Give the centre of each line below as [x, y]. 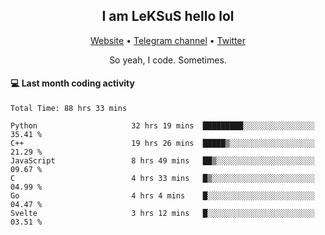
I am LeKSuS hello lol [168, 16]
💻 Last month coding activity [72, 83]
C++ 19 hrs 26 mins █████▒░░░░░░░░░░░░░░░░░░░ [162, 144]
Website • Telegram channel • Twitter [168, 40]
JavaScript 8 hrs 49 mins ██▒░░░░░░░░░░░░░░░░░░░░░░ [162, 161]
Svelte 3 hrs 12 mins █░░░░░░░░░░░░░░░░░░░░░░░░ [162, 214]
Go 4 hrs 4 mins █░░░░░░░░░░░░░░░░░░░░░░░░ [162, 196]
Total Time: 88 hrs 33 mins [69, 109]
